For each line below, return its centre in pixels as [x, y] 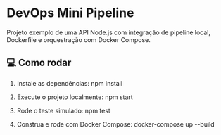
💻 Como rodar [39, 63]
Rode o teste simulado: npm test [63, 110]
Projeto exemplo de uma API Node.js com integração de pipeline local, [108, 32]
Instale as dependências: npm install [70, 83]
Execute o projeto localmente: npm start [75, 97]
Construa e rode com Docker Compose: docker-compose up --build [116, 124]
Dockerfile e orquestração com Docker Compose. [78, 39]
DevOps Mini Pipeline [70, 13]
